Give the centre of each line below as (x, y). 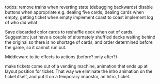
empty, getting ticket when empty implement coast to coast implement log (79, 17)
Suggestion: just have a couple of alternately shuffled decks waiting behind (80, 37)
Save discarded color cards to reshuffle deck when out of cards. (69, 32)
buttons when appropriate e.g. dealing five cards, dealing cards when (74, 12)
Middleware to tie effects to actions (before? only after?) (61, 57)
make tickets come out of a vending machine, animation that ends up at (76, 66)
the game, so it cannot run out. (36, 47)
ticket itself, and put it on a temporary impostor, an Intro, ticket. (68, 76)
